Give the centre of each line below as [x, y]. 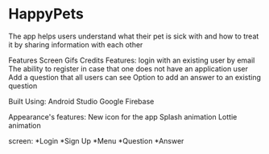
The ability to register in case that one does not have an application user [128, 68]
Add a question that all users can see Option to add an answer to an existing [135, 77]
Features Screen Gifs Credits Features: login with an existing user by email [132, 60]
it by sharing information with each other [76, 44]
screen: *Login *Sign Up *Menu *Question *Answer [96, 140]
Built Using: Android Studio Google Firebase [81, 101]
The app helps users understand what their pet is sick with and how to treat [134, 36]
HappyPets [46, 14]
